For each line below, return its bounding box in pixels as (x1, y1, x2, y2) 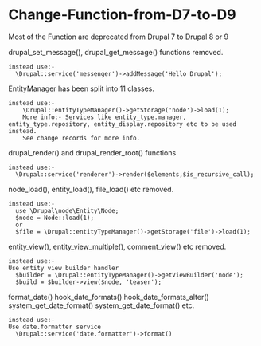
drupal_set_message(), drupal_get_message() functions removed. (8, 47, 224, 57)
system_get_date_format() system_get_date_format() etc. (8, 301, 195, 310)
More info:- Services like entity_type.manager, (22, 113, 187, 121)
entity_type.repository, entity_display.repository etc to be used (8, 120, 237, 128)
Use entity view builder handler (8, 264, 119, 272)
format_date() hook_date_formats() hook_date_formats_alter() (8, 292, 209, 301)
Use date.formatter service (8, 323, 102, 331)
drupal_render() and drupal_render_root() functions (8, 147, 177, 157)
